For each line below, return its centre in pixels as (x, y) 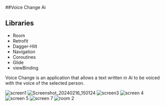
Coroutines (24, 57)
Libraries (20, 23)
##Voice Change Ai (26, 7)
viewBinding (26, 67)
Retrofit (20, 41)
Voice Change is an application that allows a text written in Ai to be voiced (82, 78)
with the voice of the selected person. (45, 83)
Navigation (24, 51)
